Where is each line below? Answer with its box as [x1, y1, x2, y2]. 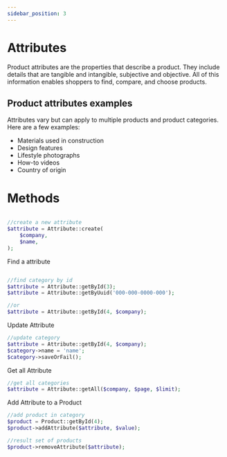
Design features [17, 144, 64, 152]
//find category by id [7, 277, 73, 283]
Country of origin [17, 166, 66, 174]
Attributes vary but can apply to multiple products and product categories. [7, 115, 219, 124]
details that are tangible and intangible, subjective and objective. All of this [7, 70, 219, 78]
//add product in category [7, 412, 85, 419]
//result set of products [7, 437, 82, 444]
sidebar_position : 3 [7, 10, 67, 17]
